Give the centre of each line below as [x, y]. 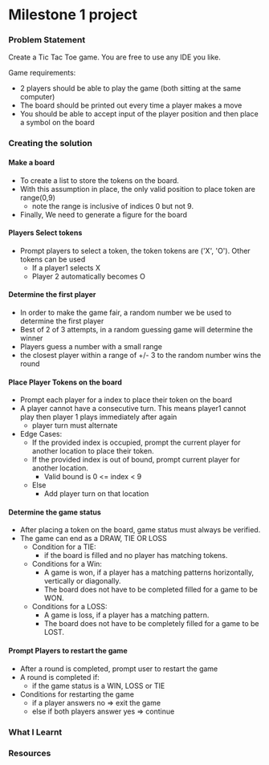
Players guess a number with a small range [91, 347]
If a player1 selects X [66, 267]
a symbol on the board [57, 123]
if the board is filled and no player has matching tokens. [136, 555]
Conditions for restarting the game [77, 694]
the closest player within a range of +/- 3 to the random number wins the [141, 356]
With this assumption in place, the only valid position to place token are [137, 189]
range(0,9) [38, 197]
